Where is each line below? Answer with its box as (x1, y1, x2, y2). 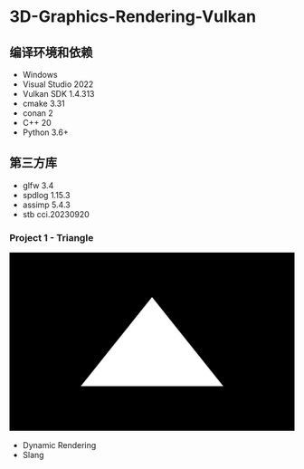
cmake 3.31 (22, 98, 65, 109)
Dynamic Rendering (22, 440, 97, 451)
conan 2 (22, 108, 54, 119)
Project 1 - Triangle (9, 231, 94, 244)
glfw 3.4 (22, 179, 54, 191)
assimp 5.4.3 (22, 199, 71, 210)
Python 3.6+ (22, 127, 70, 138)
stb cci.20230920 (22, 208, 90, 219)
